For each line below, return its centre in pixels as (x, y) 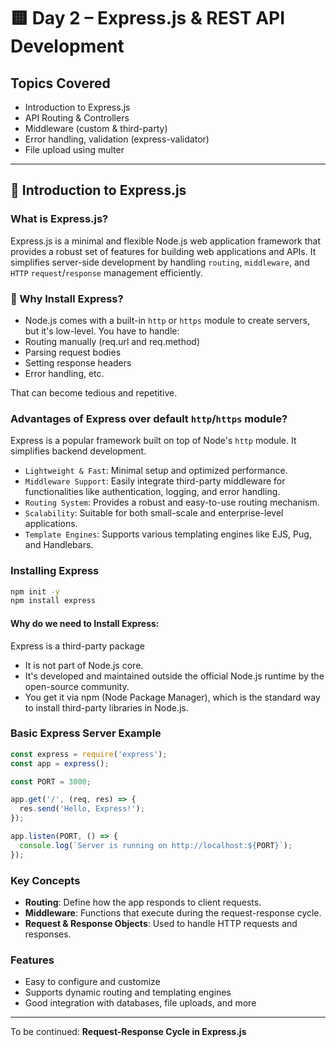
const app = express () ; (60, 763)
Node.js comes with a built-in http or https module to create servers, (167, 320)
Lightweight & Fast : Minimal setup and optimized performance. (156, 471)
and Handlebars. (59, 545)
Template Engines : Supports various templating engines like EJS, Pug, (168, 534)
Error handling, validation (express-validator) (117, 139)
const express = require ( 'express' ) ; (89, 754)
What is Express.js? (59, 219)
